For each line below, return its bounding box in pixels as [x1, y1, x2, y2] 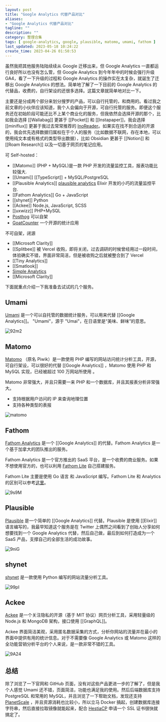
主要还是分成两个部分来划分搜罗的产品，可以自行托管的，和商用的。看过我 [5, 98, 157, 104]
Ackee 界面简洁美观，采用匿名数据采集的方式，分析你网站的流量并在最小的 [5, 629, 158, 635]
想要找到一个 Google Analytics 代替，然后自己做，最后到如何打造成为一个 [5, 530, 155, 536]
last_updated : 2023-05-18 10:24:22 [5, 44, 79, 49]
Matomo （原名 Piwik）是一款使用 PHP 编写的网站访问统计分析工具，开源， [5, 356, 159, 362]
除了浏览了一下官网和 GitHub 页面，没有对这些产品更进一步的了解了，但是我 [5, 681, 161, 687]
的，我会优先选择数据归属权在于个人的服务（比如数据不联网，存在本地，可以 [5, 129, 161, 135]
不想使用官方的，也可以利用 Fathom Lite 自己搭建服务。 [5, 463, 119, 469]
